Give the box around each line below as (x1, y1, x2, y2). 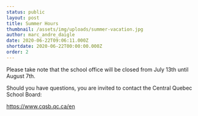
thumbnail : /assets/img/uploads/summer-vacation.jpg (6, 26, 144, 33)
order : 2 (6, 49, 29, 55)
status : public (6, 9, 45, 15)
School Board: (6, 90, 42, 98)
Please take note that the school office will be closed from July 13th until (6, 66, 189, 73)
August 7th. (6, 72, 35, 80)
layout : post (6, 15, 40, 21)
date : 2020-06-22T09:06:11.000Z (6, 37, 89, 44)
